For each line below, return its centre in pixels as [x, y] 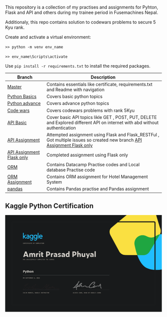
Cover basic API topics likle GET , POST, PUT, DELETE [102, 117]
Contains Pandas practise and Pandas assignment [98, 189]
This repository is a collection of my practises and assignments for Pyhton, [82, 7]
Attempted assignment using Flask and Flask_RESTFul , [103, 135]
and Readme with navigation [76, 90]
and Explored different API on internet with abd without [103, 122]
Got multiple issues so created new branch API [94, 140]
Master [14, 87]
